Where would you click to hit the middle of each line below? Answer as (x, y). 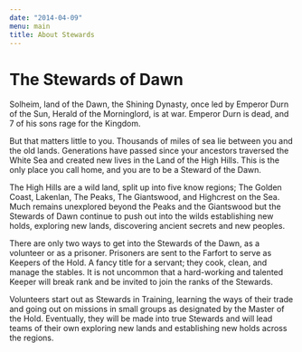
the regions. (32, 338)
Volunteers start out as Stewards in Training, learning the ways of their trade (151, 300)
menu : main (30, 26)
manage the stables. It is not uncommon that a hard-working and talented (146, 272)
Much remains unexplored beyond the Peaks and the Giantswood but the (146, 207)
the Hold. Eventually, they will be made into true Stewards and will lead (141, 319)
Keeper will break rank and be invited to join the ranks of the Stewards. (141, 282)
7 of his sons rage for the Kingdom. (75, 124)
